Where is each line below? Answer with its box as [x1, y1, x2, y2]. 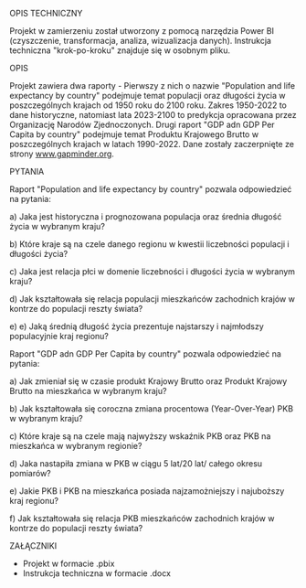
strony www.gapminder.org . [9, 148, 114, 159]
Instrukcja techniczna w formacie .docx [22, 568, 172, 579]
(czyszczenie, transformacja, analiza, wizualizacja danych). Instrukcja [9, 36, 272, 46]
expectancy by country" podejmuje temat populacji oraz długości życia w [9, 91, 286, 101]
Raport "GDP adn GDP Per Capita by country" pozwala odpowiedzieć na [9, 348, 281, 359]
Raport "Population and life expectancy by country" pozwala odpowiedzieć [9, 184, 292, 195]
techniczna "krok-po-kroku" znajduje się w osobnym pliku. [9, 45, 231, 56]
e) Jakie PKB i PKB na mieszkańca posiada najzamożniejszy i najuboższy [9, 486, 285, 497]
